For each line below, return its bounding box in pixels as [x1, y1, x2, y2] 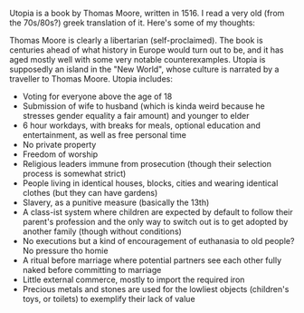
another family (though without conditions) [22, 226, 183, 237]
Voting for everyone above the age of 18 [22, 91, 173, 102]
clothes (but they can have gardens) [22, 188, 158, 198]
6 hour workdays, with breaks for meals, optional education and [22, 120, 261, 131]
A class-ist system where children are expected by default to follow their [22, 207, 294, 217]
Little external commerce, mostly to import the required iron [22, 274, 245, 285]
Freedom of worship [22, 149, 99, 160]
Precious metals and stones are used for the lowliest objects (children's [22, 284, 290, 294]
